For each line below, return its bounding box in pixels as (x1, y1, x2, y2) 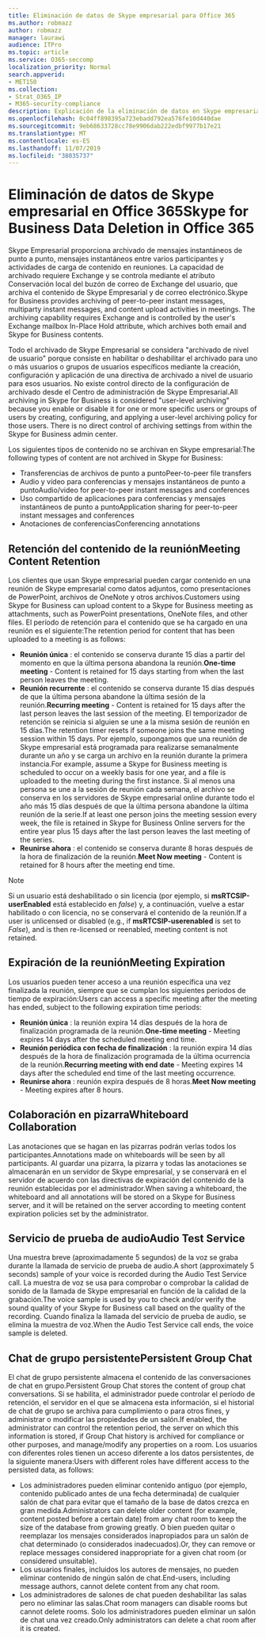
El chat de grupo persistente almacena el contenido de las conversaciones (8, 1373, 252, 1382)
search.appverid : (8, 71, 66, 78)
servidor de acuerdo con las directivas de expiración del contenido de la (8, 1175, 244, 1185)
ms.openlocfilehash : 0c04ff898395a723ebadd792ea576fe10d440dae (8, 115, 222, 123)
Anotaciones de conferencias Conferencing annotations (19, 519, 200, 529)
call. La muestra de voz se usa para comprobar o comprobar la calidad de (8, 1278, 249, 1288)
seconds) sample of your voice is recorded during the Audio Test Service (8, 1270, 247, 1279)
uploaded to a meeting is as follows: (8, 635, 126, 644)
